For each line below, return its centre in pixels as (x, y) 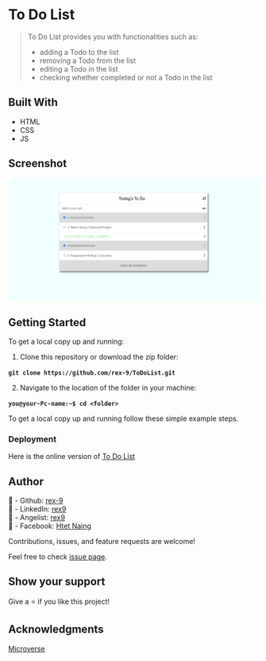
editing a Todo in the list (79, 68)
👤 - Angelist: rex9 (37, 518)
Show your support (57, 582)
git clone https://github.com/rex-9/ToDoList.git (92, 373)
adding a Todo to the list (79, 52)
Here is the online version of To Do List (72, 457)
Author (26, 482)
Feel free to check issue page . (58, 557)
